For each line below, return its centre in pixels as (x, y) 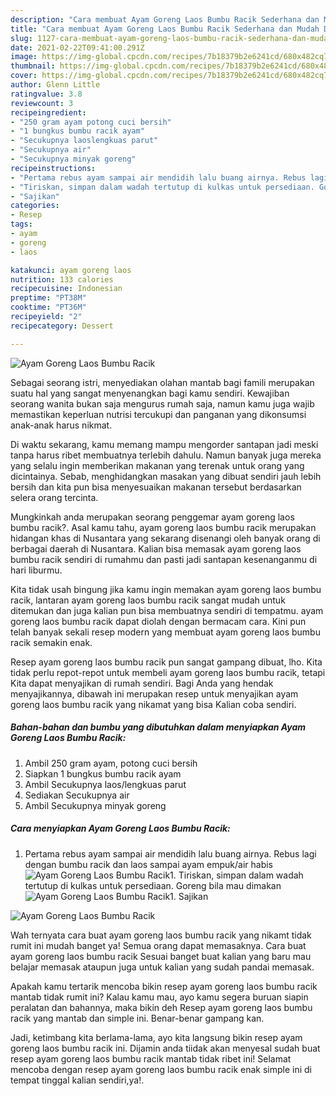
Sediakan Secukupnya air (77, 795)
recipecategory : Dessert (62, 326)
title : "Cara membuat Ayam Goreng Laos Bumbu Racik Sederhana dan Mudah (165, 29)
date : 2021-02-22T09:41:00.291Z (77, 47)
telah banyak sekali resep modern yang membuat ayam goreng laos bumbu (165, 632)
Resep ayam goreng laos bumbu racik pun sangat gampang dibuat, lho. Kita (166, 662)
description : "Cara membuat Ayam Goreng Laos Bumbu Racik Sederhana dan (165, 19)
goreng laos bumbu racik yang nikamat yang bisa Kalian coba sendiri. (153, 704)
